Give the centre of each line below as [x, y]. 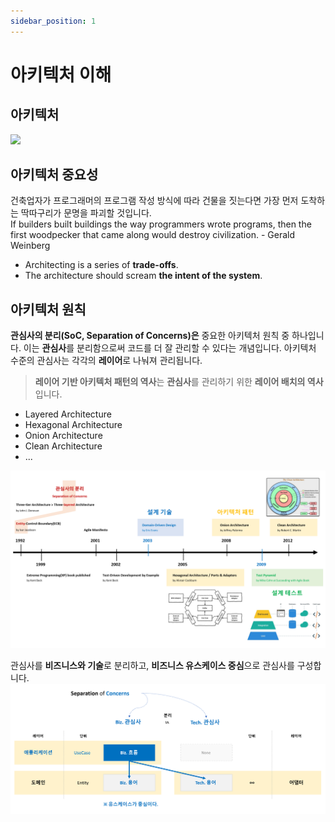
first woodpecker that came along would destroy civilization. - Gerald [152, 235]
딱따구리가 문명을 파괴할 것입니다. [86, 213]
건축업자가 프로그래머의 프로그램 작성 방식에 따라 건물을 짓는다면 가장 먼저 [154, 201]
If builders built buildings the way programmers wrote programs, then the [161, 224]
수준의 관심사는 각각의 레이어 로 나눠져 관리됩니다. [106, 361]
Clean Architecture [63, 446]
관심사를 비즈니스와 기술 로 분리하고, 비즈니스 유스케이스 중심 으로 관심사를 [152, 665]
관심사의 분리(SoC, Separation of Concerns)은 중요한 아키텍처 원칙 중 [150, 336]
